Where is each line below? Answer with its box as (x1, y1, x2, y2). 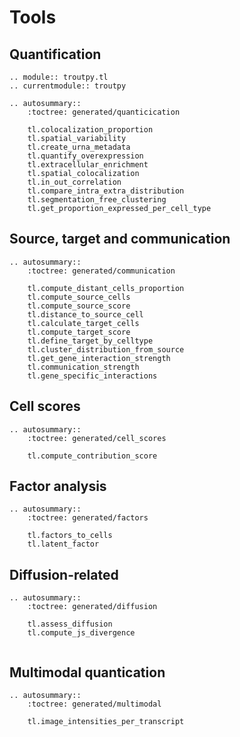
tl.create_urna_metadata (27, 142, 131, 152)
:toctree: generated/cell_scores (27, 433, 167, 443)
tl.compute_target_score (27, 327, 131, 337)
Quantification (9, 46, 102, 63)
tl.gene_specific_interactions (27, 371, 158, 381)
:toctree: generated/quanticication (27, 107, 181, 117)
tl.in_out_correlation (27, 177, 122, 187)
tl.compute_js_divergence (27, 628, 136, 638)
